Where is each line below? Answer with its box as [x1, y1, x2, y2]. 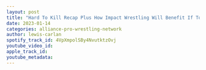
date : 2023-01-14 [6, 20, 51, 26]
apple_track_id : [6, 49, 48, 55]
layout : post [6, 9, 40, 15]
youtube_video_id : [6, 43, 53, 49]
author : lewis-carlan [6, 32, 62, 38]
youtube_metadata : [6, 54, 53, 60]
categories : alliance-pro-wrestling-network [6, 26, 122, 32]
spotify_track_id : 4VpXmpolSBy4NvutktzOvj [6, 37, 116, 43]
